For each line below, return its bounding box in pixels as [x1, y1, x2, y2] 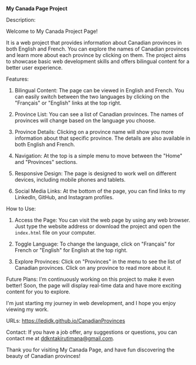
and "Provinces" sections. [14, 159, 78, 165]
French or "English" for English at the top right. [14, 247, 128, 253]
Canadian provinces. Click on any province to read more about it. [14, 264, 172, 271]
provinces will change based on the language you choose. [14, 117, 156, 124]
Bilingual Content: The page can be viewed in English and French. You [14, 87, 184, 93]
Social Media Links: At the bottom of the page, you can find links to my [14, 187, 186, 195]
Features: [6, 76, 29, 82]
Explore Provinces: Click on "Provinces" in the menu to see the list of [14, 258, 182, 265]
